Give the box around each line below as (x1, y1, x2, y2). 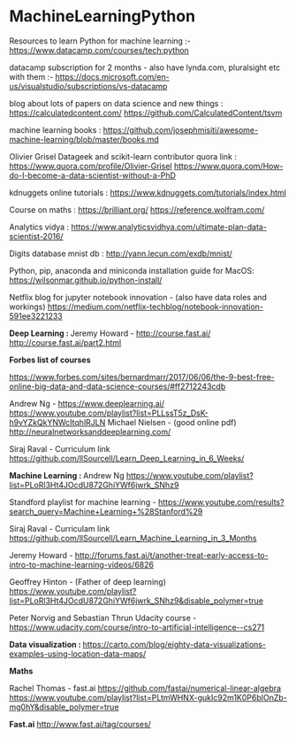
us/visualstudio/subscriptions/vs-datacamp (9, 81, 168, 91)
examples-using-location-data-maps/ (9, 649, 147, 659)
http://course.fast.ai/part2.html (9, 337, 122, 347)
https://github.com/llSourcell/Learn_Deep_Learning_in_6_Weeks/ (9, 453, 245, 463)
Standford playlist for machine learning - (9, 496, 156, 507)
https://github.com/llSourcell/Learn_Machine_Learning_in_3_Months (9, 532, 257, 543)
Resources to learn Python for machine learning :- (9, 35, 192, 46)
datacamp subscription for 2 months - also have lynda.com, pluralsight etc (9, 62, 281, 73)
